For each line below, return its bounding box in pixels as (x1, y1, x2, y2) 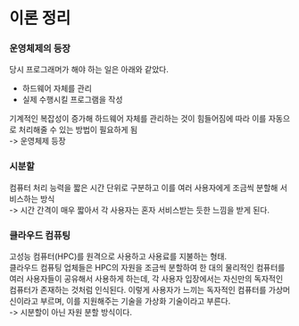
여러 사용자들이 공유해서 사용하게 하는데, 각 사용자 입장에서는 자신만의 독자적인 (9, 273, 284, 284)
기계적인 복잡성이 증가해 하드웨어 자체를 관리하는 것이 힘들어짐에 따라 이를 (9, 113, 267, 124)
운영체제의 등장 (9, 42, 71, 54)
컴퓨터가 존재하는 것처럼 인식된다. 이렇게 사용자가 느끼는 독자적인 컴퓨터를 (9, 285, 267, 296)
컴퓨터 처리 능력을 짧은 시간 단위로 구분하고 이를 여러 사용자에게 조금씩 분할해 (9, 182, 278, 193)
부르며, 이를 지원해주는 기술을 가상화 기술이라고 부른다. (39, 296, 231, 306)
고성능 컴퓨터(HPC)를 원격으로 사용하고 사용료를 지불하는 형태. (9, 251, 228, 262)
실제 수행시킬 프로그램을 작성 (21, 95, 123, 105)
